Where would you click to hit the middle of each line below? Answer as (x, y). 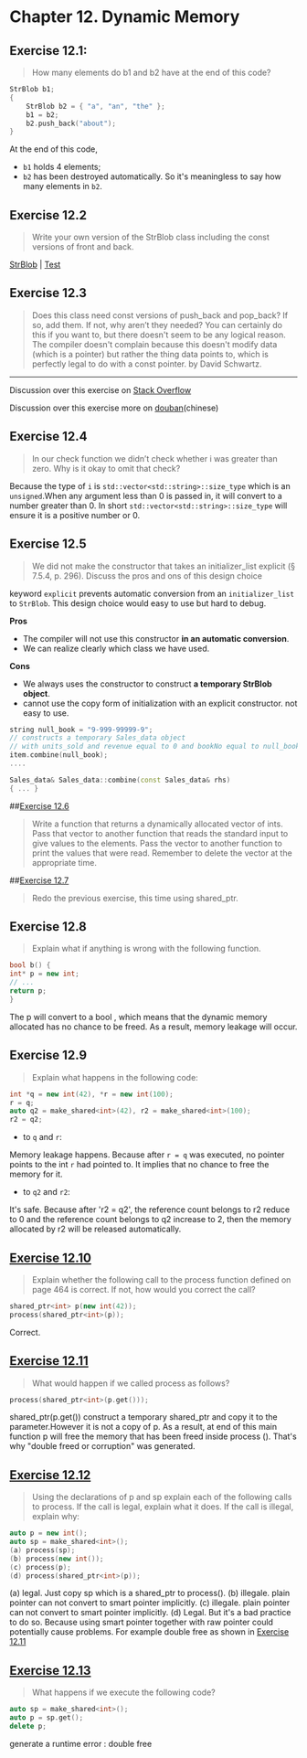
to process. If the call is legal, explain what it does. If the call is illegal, (163, 1507)
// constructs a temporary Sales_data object (97, 738)
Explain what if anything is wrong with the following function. (147, 949)
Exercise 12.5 (48, 544)
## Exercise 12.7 (39, 880)
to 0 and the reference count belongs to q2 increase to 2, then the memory (151, 1220)
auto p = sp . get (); (47, 1718)
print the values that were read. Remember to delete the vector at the (162, 853)
